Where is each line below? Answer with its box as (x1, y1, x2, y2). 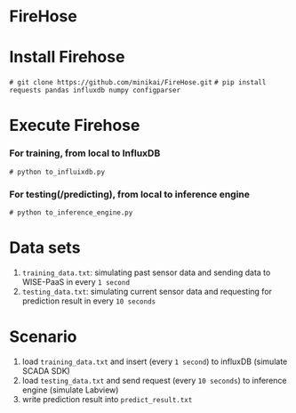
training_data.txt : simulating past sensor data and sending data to (21, 267, 271, 278)
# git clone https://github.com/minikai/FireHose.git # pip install (9, 78, 267, 87)
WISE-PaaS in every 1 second (21, 276, 131, 287)
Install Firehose (9, 47, 125, 68)
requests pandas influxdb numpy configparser (9, 86, 180, 95)
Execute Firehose (9, 116, 140, 135)
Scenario (9, 327, 77, 347)
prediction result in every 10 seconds (21, 296, 156, 306)
